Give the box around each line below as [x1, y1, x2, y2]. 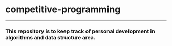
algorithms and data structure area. [5, 34, 96, 41]
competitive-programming [5, 4, 121, 15]
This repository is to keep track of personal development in [5, 28, 155, 35]
